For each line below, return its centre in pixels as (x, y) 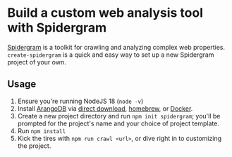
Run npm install (42, 130)
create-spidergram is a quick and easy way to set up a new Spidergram (111, 55)
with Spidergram (57, 28)
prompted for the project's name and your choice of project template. (118, 123)
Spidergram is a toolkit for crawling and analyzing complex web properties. (116, 47)
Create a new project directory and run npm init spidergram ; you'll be (119, 116)
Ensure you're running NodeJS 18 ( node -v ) (80, 101)
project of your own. (37, 62)
